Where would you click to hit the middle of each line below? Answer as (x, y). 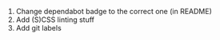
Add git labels (38, 28)
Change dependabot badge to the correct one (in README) (114, 11)
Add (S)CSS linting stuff (55, 20)
